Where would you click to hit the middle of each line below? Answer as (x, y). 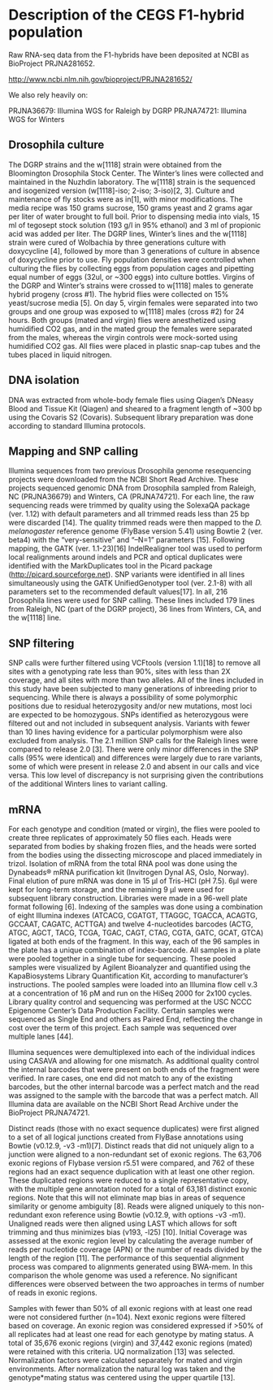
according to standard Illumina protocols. (77, 425)
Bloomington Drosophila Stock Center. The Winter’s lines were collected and (136, 173)
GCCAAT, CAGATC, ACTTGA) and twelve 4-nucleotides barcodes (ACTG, (131, 924)
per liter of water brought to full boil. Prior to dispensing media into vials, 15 (134, 216)
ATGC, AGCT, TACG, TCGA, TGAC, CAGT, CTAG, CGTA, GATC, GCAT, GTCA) (136, 932)
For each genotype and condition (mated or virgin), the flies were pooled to (134, 829)
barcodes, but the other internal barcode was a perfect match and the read (134, 1087)
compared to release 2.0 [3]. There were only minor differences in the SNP (133, 749)
